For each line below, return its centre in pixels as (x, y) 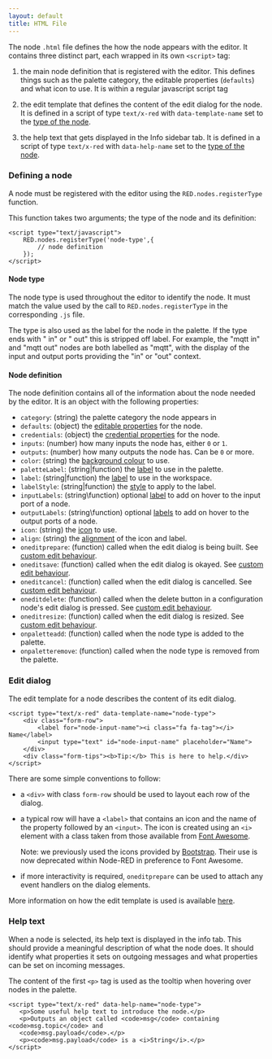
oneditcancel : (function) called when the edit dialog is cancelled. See (136, 582)
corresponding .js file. (47, 315)
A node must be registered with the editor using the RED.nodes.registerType (136, 193)
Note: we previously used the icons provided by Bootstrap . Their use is (139, 851)
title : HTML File (38, 24)
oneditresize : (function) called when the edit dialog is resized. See (132, 616)
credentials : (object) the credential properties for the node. (120, 435)
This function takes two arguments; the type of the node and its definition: (133, 217)
